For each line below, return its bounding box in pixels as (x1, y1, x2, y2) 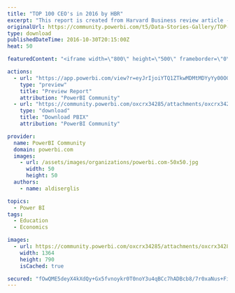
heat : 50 (7, 43, 33, 50)
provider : (7, 132, 36, 140)
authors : (13, 179, 39, 186)
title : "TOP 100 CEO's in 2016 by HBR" (7, 10, 124, 18)
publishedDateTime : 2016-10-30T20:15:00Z (7, 36, 130, 43)
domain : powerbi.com (13, 146, 73, 153)
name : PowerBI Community (13, 139, 86, 146)
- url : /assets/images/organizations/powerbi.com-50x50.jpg (20, 159, 199, 166)
